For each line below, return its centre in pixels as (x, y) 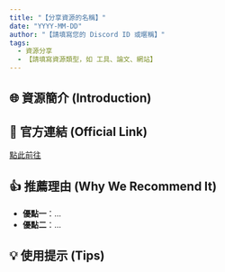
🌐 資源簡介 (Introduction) (81, 99)
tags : (19, 43)
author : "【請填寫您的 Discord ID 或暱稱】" (87, 34)
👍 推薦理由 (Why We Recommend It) (113, 186)
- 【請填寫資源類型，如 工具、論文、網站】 (87, 59)
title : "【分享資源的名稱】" (58, 18)
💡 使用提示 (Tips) (57, 256)
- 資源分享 (35, 51)
